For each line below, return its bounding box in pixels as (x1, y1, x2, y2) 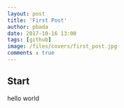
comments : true (7, 50, 55, 57)
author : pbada (7, 23, 49, 30)
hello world (7, 94, 40, 102)
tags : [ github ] (7, 36, 52, 43)
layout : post (7, 10, 46, 18)
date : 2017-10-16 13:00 (7, 29, 77, 37)
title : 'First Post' (7, 17, 68, 24)
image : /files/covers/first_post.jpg (7, 43, 118, 50)
